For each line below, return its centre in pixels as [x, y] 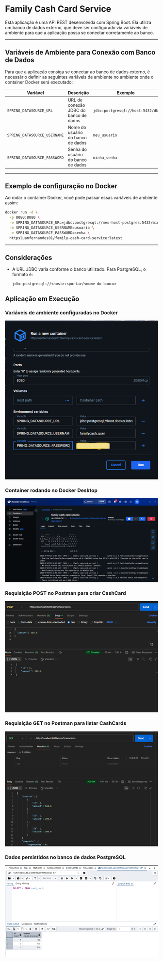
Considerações [29, 257]
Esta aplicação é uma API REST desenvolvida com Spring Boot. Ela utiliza [78, 22]
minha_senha [105, 158]
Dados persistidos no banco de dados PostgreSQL [65, 857]
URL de [75, 100]
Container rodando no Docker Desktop [51, 490]
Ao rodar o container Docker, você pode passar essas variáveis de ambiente [81, 198]
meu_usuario [105, 135]
